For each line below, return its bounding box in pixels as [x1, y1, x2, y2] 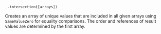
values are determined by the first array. [5, 23, 86, 29]
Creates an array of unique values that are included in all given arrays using [5, 13, 157, 19]
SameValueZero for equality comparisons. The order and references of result [5, 18, 157, 24]
